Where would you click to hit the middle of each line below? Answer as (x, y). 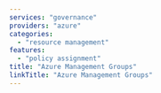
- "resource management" (63, 42)
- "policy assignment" (59, 58)
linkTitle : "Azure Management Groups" (81, 75)
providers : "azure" (45, 26)
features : (28, 50)
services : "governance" (53, 17)
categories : (31, 34)
